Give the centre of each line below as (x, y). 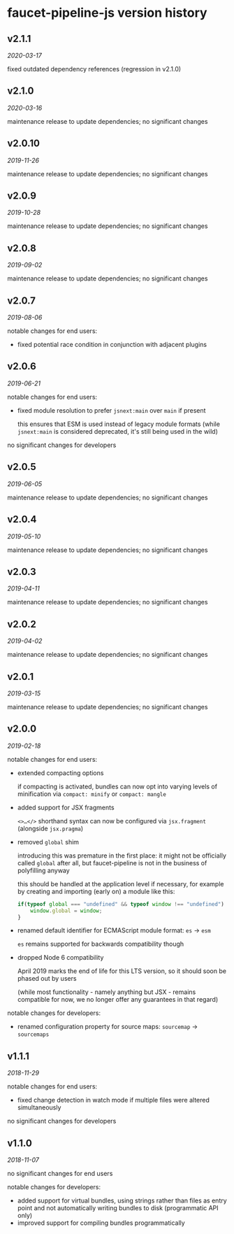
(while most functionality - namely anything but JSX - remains (107, 992)
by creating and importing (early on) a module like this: (96, 891)
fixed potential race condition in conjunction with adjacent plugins (112, 345)
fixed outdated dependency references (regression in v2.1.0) (94, 69)
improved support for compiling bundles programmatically (101, 1223)
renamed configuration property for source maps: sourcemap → (108, 1027)
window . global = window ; (66, 911)
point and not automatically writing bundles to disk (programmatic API (118, 1208)
